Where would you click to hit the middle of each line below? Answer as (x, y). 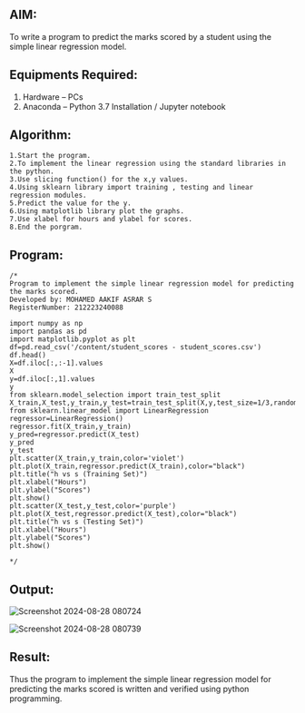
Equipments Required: (74, 75)
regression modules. (49, 195)
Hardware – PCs (53, 97)
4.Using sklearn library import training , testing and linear (132, 188)
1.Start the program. (50, 156)
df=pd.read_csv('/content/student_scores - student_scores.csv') (135, 347)
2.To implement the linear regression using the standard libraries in (148, 164)
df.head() (28, 356)
